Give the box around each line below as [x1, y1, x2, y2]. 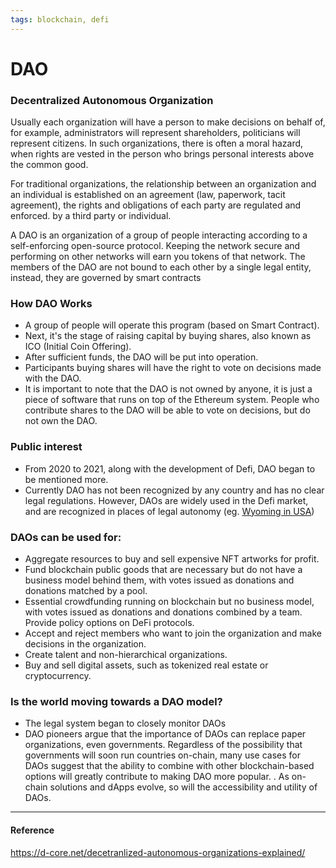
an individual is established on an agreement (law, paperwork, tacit [10, 189, 286, 201]
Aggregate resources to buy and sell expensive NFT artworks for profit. [24, 553, 320, 565]
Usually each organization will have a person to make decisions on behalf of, [10, 116, 326, 128]
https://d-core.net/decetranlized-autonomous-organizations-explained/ [10, 846, 306, 858]
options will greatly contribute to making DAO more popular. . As [24, 771, 290, 783]
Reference [10, 824, 55, 836]
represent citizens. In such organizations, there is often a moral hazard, [10, 137, 304, 150]
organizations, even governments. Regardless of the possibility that [24, 739, 303, 751]
